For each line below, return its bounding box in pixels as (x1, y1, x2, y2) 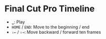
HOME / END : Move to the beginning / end (11, 24, 90, 29)
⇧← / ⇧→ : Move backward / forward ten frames (11, 29, 101, 35)
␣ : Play (11, 19, 25, 25)
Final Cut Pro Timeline (4, 3, 95, 14)
